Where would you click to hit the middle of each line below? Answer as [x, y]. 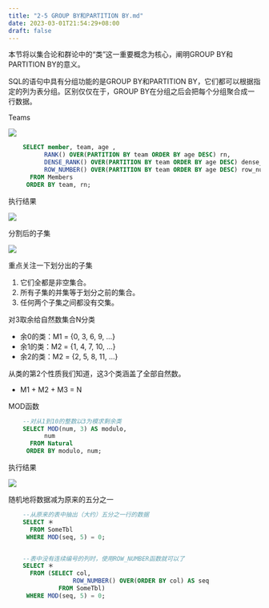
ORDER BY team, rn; [58, 184]
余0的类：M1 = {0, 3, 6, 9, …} [68, 336]
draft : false [30, 30]
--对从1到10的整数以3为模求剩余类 [72, 421]
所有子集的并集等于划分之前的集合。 [80, 292]
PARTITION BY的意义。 [47, 64]
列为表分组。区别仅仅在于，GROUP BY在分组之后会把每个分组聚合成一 [139, 91]
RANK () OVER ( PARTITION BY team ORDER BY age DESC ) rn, [137, 155]
